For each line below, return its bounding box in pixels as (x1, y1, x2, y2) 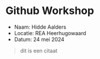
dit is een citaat (20, 47, 57, 54)
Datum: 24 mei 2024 (14, 36, 64, 43)
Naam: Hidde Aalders (14, 23, 66, 30)
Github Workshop (5, 4, 94, 18)
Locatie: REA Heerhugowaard (14, 29, 86, 36)
